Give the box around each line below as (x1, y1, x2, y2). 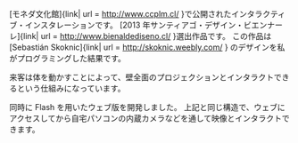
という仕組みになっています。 (16, 83, 126, 93)
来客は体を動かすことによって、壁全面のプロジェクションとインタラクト (9, 72, 275, 83)
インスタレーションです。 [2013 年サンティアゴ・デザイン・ (24, 20, 244, 30)
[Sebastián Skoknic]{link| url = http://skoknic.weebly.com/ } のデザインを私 (9, 42, 286, 52)
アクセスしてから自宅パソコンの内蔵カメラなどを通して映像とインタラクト (9, 113, 283, 123)
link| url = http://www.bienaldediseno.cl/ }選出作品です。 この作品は (23, 31, 272, 41)
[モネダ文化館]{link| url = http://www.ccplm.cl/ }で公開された (9, 9, 232, 19)
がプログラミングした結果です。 (9, 53, 127, 63)
